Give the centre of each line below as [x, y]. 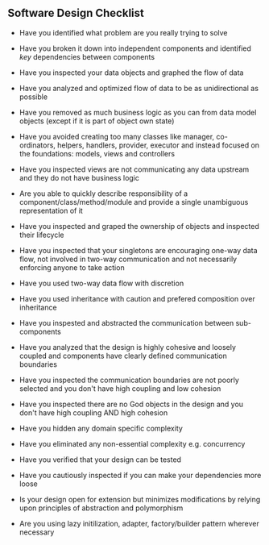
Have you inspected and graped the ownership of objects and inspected [139, 226]
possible [33, 97]
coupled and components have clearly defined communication [123, 356]
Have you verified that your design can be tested [100, 460]
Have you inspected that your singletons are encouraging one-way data [139, 250]
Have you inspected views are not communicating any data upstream [134, 169]
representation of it [51, 210]
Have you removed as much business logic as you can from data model [138, 112]
